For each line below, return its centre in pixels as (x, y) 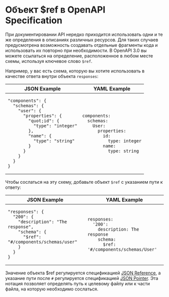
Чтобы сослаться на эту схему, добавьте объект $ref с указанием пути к (84, 182)
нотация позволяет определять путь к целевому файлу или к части (77, 283)
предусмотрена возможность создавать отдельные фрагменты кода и (81, 45)
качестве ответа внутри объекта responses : (52, 76)
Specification (34, 20)
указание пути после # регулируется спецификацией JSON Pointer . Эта (82, 278)
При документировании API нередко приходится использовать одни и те (84, 34)
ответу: (13, 187)
